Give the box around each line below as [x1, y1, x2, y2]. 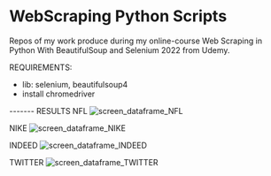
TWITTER [9, 157, 44, 167]
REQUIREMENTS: [9, 62, 73, 73]
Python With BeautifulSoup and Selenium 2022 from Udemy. [9, 44, 230, 55]
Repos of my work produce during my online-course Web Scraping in [9, 35, 263, 46]
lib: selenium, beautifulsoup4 [21, 79, 128, 89]
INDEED [9, 140, 38, 150]
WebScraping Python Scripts [9, 6, 228, 27]
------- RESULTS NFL [9, 105, 89, 116]
